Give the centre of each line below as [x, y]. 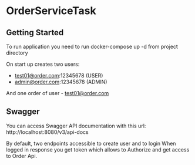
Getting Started [35, 33]
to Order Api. [22, 156]
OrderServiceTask [51, 11]
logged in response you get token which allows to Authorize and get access [98, 149]
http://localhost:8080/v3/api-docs [48, 132]
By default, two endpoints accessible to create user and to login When [91, 143]
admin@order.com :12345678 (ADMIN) [61, 82]
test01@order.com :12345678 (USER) [59, 75]
